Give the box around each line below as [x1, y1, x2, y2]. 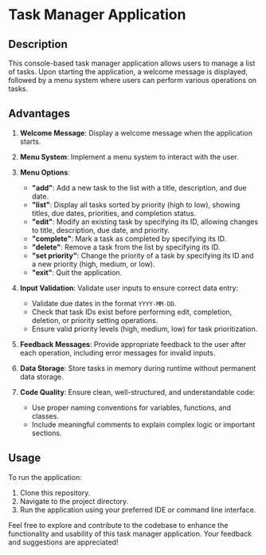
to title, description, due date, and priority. [31, 225, 170, 234]
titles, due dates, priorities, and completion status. [31, 208, 197, 218]
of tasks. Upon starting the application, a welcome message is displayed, [8, 67, 248, 77]
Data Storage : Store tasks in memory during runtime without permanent [19, 363, 256, 372]
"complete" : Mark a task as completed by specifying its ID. [31, 234, 227, 243]
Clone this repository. [19, 488, 91, 498]
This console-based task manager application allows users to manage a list [8, 58, 256, 68]
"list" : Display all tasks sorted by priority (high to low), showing [31, 199, 241, 209]
